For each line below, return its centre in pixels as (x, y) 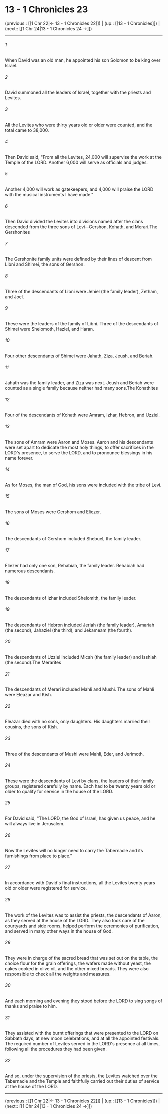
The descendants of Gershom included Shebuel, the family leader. (73, 539)
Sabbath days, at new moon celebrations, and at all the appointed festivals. (82, 1038)
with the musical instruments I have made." (49, 194)
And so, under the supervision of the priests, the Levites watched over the (82, 1076)
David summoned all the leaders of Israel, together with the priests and (78, 92)
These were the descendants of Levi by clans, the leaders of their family (79, 781)
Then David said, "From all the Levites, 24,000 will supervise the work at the (84, 157)
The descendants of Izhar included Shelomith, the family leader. (71, 598)
